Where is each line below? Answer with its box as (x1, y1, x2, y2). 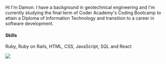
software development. (5, 20, 54, 26)
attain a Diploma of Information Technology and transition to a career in (5, 15, 155, 21)
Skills (5, 32, 17, 38)
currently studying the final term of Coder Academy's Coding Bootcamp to (5, 10, 161, 16)
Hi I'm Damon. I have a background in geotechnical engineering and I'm (5, 5, 155, 10)
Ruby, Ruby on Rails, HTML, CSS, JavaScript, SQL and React (5, 43, 132, 50)
